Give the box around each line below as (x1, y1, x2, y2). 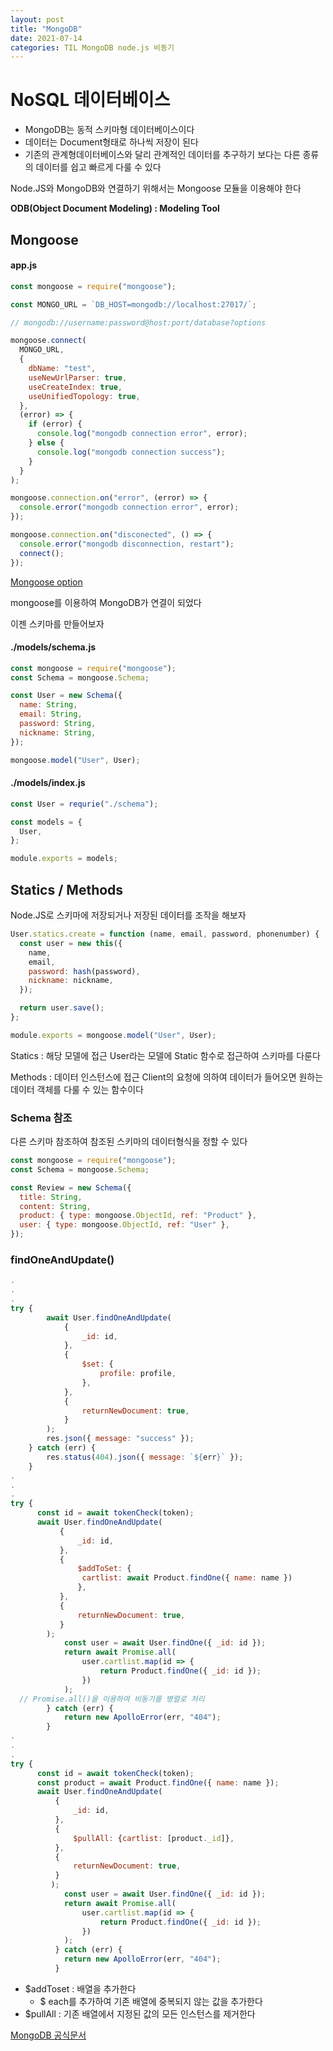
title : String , (19, 1192, 83, 1202)
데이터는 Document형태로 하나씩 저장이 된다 (24, 136, 199, 148)
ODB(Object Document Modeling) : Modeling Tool (10, 202, 220, 215)
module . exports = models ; (10, 854, 118, 864)
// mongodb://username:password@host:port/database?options (10, 317, 267, 328)
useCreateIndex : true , (28, 382, 123, 392)
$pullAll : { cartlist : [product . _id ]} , (73, 1833, 235, 1843)
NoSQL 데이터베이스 (10, 89, 171, 111)
